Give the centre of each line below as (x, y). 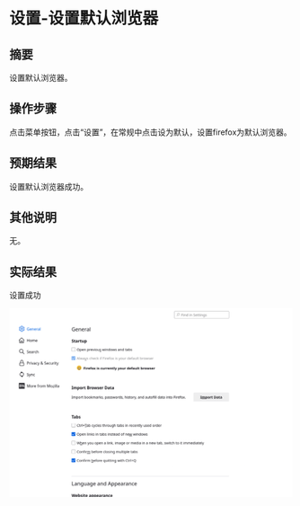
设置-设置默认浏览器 (84, 18)
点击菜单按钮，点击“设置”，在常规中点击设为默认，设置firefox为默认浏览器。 (150, 132)
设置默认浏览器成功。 (49, 186)
